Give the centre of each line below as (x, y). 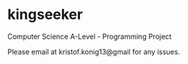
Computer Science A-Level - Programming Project (90, 36)
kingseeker (45, 15)
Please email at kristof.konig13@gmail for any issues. (94, 51)
